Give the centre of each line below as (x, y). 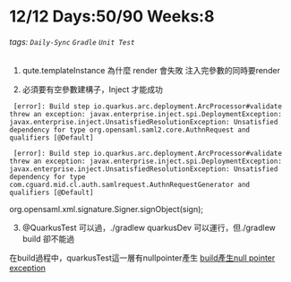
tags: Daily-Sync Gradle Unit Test (72, 41)
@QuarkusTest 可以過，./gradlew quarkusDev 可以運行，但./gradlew (149, 228)
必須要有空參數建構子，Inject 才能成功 (92, 90)
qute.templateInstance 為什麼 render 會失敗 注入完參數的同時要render (151, 71)
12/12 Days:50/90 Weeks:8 (112, 17)
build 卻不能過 (48, 239)
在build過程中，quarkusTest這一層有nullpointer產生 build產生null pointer (142, 258)
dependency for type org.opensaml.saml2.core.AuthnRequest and (130, 130)
